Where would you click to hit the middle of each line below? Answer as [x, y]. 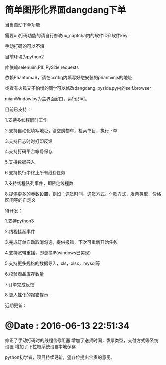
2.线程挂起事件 [20, 231]
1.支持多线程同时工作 [26, 120]
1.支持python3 [20, 221]
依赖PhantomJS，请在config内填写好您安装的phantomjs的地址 [69, 77]
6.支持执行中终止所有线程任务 [35, 172]
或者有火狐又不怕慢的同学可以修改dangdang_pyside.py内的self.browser [78, 88]
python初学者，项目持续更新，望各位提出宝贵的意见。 [60, 357]
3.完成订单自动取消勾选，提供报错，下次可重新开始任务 [61, 242]
